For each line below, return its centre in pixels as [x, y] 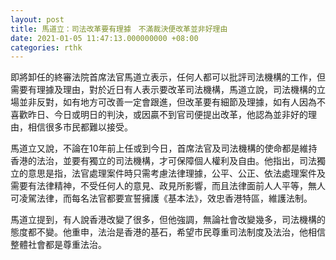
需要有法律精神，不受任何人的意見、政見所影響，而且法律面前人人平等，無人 [168, 186]
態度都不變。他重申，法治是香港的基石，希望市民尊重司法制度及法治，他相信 [168, 232]
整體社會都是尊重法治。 [58, 245]
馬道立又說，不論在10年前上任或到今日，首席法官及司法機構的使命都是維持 [164, 148]
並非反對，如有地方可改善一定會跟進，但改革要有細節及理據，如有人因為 [167, 102]
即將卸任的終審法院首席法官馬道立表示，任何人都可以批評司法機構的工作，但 [168, 77]
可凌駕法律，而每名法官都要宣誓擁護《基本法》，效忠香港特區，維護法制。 [161, 198]
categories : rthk [46, 47]
